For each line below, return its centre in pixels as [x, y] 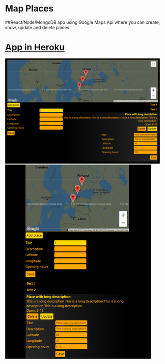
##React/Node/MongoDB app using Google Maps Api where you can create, [82, 22]
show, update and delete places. [38, 27]
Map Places [29, 9]
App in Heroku [35, 48]
